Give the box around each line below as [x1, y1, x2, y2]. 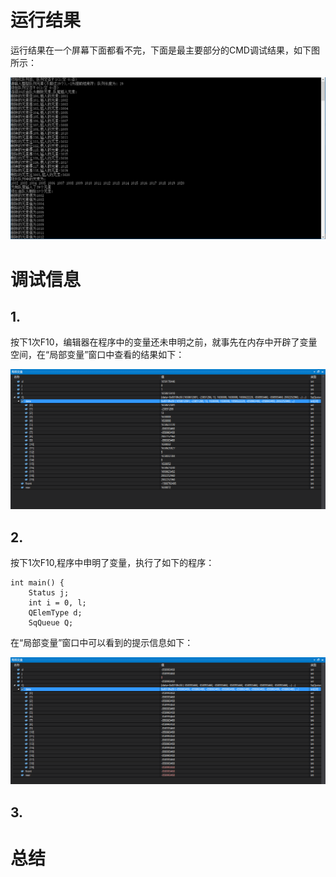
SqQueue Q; [28, 618, 74, 628]
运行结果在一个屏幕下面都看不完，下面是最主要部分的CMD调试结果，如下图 [10, 44, 320, 56]
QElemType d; [28, 608, 83, 618]
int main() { [10, 578, 65, 588]
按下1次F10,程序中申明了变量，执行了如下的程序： [10, 557, 215, 569]
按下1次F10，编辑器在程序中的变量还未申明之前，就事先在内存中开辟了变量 [10, 336, 318, 348]
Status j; [28, 588, 70, 598]
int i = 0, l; [28, 598, 87, 608]
